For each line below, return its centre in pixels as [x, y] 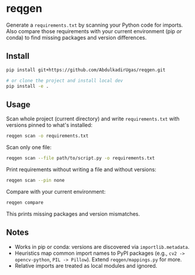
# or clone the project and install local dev [65, 81]
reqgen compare [25, 202]
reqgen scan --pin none [36, 180]
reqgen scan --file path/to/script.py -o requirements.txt [81, 158]
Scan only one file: [29, 148]
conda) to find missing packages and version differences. [76, 37]
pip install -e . [28, 86]
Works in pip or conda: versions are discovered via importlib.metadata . [102, 247]
